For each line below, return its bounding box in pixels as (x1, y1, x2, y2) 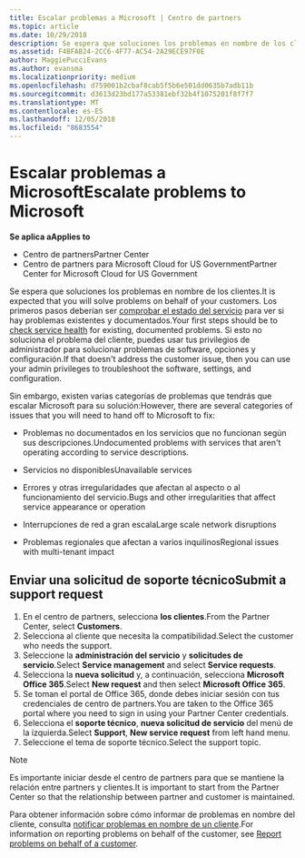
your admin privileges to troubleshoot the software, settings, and (9, 363, 251, 374)
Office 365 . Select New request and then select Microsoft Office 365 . (22, 679, 286, 690)
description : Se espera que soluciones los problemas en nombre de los (9, 38, 286, 48)
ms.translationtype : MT (9, 97, 100, 107)
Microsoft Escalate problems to (9, 182, 247, 203)
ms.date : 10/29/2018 (9, 30, 88, 39)
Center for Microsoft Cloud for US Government (22, 267, 198, 278)
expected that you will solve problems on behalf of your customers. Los (9, 295, 278, 306)
